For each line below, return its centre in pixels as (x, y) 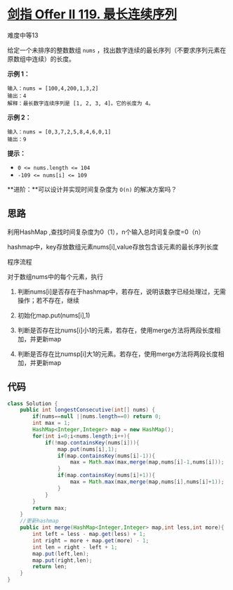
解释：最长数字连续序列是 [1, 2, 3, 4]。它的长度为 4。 (81, 103)
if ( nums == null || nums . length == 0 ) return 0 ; (97, 417)
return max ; (50, 508)
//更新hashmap (39, 521)
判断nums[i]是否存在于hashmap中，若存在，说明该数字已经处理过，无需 (122, 291)
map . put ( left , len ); (61, 553)
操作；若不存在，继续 (48, 300)
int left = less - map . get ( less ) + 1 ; (89, 535)
